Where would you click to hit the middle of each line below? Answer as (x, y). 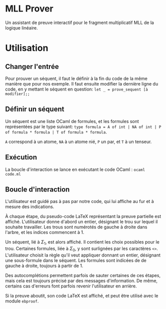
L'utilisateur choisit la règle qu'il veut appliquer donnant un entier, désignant (83, 255)
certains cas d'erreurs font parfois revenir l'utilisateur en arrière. (71, 286)
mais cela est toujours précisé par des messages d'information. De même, (82, 280)
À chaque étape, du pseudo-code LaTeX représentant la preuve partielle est (83, 216)
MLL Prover (29, 9)
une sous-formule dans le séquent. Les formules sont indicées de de (76, 260)
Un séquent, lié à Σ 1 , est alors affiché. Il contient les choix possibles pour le (82, 243)
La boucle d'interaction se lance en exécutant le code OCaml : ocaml (75, 169)
